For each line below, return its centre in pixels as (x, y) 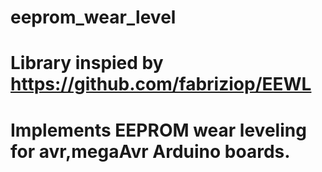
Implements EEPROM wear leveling (158, 130)
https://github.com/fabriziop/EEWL (161, 84)
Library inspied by (87, 63)
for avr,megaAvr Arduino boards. (150, 151)
